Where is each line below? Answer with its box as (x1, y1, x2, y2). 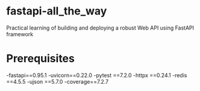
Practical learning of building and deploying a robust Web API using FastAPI (6, 24, 195, 31)
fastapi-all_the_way (6, 4, 107, 18)
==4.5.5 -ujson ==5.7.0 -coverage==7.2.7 (6, 78, 109, 85)
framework (6, 30, 34, 37)
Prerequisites (6, 52, 75, 66)
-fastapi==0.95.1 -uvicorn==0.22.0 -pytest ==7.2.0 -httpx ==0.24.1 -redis (6, 71, 187, 79)
